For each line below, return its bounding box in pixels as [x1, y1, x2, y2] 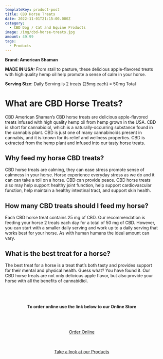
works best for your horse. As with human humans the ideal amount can [5, 230, 150, 236]
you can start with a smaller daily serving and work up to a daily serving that [5, 225, 158, 231]
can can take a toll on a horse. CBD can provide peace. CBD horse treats [5, 177, 151, 183]
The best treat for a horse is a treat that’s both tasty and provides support [5, 263, 152, 268]
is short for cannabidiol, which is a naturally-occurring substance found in [5, 124, 153, 130]
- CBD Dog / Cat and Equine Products [9, 25, 86, 30]
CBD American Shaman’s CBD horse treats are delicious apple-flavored [5, 114, 148, 120]
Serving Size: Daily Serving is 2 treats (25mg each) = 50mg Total [5, 81, 136, 87]
